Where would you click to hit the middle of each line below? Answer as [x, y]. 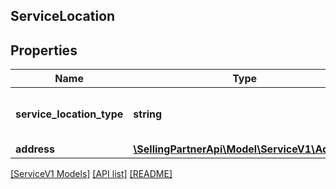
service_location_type [69, 114]
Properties [44, 50]
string [148, 114]
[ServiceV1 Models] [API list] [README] [91, 174]
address [35, 149]
